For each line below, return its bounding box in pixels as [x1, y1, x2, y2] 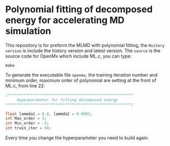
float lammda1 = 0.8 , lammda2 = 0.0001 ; [5, 111, 93, 116]
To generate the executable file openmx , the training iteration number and [5, 71, 158, 78]
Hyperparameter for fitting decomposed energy [16, 97, 118, 103]
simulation [5, 26, 51, 37]
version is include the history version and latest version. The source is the [5, 47, 161, 54]
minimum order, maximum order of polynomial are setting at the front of [5, 77, 157, 83]
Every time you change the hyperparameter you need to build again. [5, 135, 150, 141]
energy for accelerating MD [5, 14, 124, 26]
